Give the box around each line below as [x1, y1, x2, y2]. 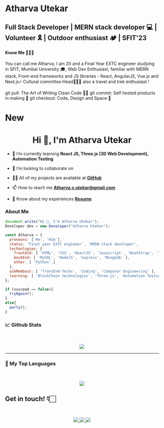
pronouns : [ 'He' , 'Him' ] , [9, 237, 62, 242]
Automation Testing [12, 156, 54, 162]
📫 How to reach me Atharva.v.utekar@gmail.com [12, 184, 116, 191]
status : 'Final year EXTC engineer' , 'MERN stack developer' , [9, 241, 139, 247]
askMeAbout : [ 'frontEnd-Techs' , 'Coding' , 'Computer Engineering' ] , [9, 269, 156, 274]
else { [5, 300, 16, 305]
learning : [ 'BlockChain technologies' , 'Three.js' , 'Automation [9, 273, 145, 278]
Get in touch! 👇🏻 [5, 394, 56, 403]
